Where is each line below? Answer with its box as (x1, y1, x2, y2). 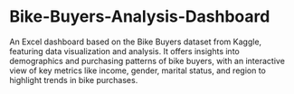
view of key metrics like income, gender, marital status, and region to (9, 65, 267, 76)
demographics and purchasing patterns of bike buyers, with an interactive (9, 55, 285, 66)
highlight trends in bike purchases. (9, 74, 138, 85)
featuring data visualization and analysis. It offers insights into (9, 45, 240, 56)
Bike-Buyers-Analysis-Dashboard (9, 6, 270, 27)
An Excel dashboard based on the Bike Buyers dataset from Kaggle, (9, 36, 262, 47)
